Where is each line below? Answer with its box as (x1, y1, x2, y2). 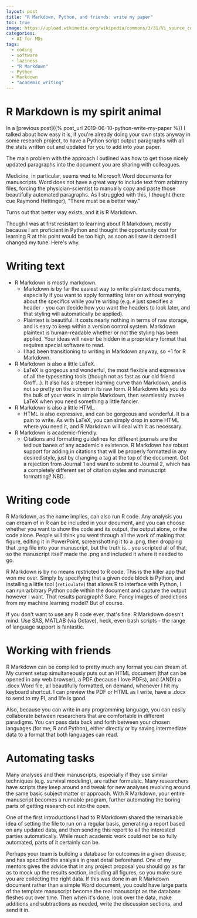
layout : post (6, 8, 38, 15)
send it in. (6, 906, 30, 913)
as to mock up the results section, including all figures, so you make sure (6, 869, 182, 876)
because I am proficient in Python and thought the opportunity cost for (6, 226, 177, 233)
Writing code (6, 494, 70, 507)
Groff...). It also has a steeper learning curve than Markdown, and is (23, 379, 186, 386)
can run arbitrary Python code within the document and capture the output (6, 587, 186, 594)
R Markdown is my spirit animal (6, 105, 162, 118)
